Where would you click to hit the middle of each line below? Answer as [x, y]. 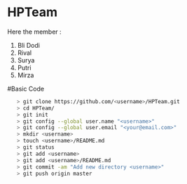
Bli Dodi [29, 45]
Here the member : [34, 32]
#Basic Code [26, 88]
